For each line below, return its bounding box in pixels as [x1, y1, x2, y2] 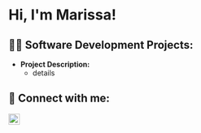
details [32, 68, 55, 78]
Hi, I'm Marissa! [8, 6, 116, 24]
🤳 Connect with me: [8, 92, 110, 105]
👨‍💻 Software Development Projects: [8, 38, 194, 52]
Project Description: [20, 59, 90, 69]
